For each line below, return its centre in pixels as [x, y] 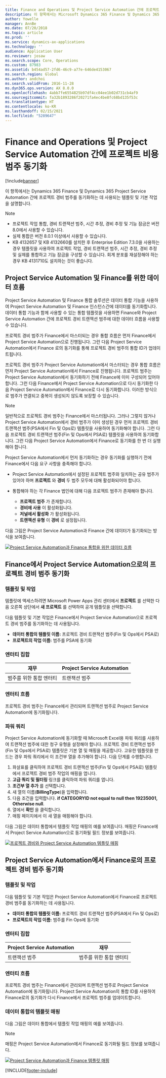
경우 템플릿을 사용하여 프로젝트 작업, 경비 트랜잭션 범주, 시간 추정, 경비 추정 [84, 248]
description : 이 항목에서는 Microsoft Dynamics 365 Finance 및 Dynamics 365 [82, 14]
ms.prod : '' [17, 38]
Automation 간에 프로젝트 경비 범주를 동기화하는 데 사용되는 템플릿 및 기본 [77, 197]
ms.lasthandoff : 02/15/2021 [34, 111]
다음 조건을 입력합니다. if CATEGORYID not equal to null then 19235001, [85, 798]
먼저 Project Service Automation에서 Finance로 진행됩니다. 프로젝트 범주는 [79, 371]
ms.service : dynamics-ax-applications [45, 42]
